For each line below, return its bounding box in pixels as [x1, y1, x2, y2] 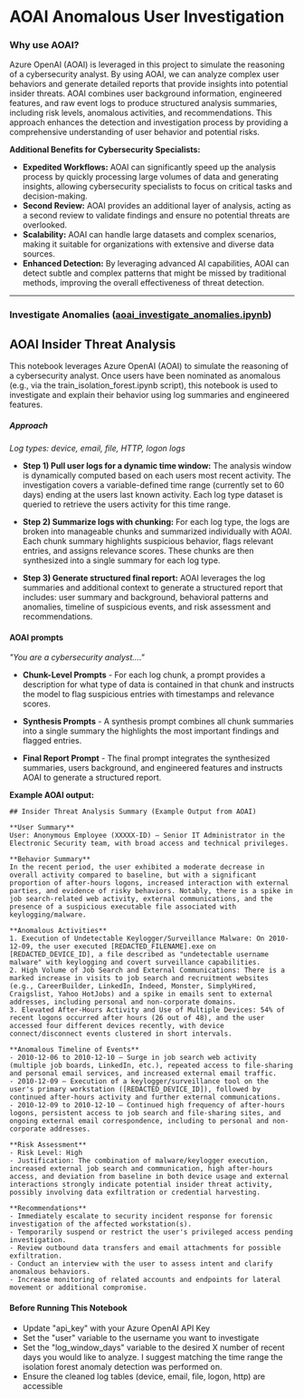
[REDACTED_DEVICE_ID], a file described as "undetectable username [9, 950, 270, 959]
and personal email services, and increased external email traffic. [9, 1069, 278, 1078]
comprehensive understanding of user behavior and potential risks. [9, 127, 261, 138]
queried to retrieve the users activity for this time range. [22, 499, 231, 510]
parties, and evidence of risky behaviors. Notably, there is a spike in [9, 887, 294, 896]
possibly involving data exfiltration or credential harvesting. [9, 1188, 261, 1198]
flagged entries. [22, 735, 82, 746]
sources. [22, 248, 56, 259]
